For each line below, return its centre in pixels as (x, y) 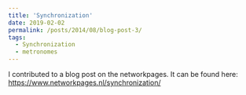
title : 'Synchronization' (50, 15)
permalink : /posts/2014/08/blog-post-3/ (75, 30)
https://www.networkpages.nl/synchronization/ (84, 82)
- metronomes (37, 52)
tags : (17, 37)
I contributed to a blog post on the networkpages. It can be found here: (123, 74)
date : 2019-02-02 (37, 23)
